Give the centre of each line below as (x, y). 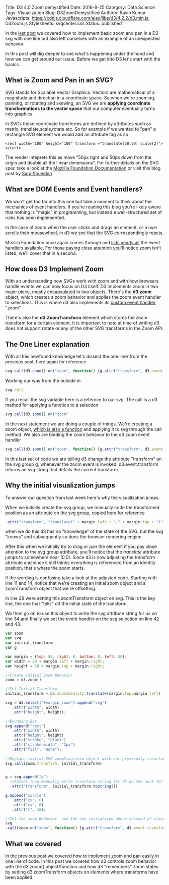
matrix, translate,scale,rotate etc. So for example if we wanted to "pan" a (80, 129)
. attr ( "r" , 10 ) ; (29, 809)
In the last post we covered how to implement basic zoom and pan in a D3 (82, 33)
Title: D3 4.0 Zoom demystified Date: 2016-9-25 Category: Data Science (80, 7)
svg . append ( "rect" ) (26, 726)
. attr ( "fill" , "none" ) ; (37, 749)
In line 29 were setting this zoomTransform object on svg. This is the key (80, 598)
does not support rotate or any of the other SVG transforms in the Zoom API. (84, 328)
